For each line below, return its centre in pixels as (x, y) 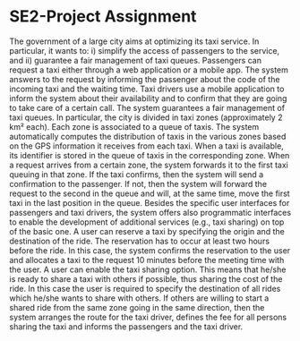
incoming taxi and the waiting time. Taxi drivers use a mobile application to (147, 89)
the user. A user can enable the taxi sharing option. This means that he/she (148, 269)
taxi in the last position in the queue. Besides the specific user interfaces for (150, 202)
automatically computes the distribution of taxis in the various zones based (148, 136)
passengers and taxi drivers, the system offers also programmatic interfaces (150, 212)
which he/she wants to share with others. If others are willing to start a (139, 298)
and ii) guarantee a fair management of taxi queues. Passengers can (136, 60)
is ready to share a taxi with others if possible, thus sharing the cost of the (146, 278)
